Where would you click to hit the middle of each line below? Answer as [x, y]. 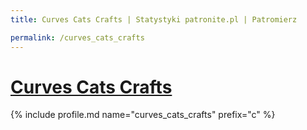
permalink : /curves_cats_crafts [77, 37]
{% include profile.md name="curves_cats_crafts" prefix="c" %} [143, 115]
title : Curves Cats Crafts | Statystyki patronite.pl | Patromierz [154, 19]
